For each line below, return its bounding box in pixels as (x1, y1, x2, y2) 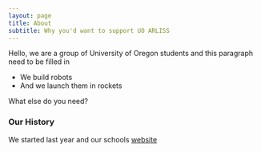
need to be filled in (8, 57, 70, 66)
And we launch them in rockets (19, 81, 122, 90)
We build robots (19, 73, 73, 82)
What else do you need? (8, 97, 88, 106)
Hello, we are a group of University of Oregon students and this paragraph (8, 49, 254, 58)
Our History (8, 117, 54, 128)
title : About (8, 19, 52, 27)
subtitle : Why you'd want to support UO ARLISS (8, 26, 171, 34)
